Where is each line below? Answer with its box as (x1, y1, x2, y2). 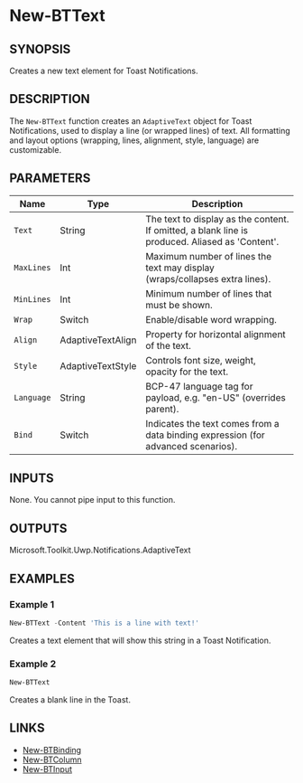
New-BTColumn (22, 754, 82, 765)
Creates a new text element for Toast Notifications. (9, 65, 198, 76)
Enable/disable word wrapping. (145, 313, 277, 325)
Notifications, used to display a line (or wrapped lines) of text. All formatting (9, 125, 290, 136)
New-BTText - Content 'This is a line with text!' (9, 618, 200, 627)
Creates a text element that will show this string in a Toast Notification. (9, 635, 271, 646)
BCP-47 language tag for (145, 380, 253, 392)
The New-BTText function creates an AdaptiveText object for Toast (9, 115, 252, 127)
